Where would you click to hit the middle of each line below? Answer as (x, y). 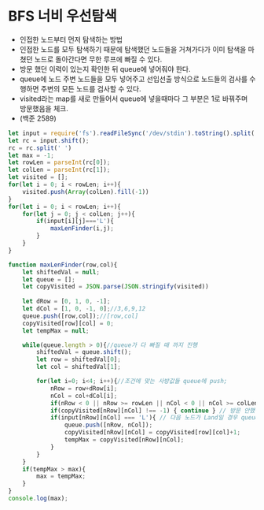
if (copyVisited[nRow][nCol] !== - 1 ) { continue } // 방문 (145, 411)
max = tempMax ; (61, 476)
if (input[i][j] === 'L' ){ (75, 221)
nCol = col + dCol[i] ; (84, 396)
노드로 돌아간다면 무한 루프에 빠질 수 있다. (98, 59)
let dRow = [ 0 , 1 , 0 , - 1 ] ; (66, 302)
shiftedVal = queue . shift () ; (84, 352)
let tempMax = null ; (56, 331)
